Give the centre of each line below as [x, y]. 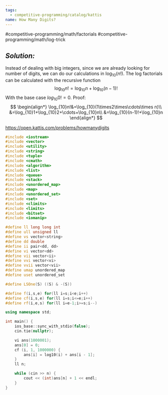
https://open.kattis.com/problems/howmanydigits [57, 127]
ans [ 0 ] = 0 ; [27, 345]
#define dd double [25, 242]
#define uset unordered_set [35, 275]
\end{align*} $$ [86, 117]
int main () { [19, 322]
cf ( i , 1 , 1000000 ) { [37, 350]
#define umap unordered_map [35, 270]
